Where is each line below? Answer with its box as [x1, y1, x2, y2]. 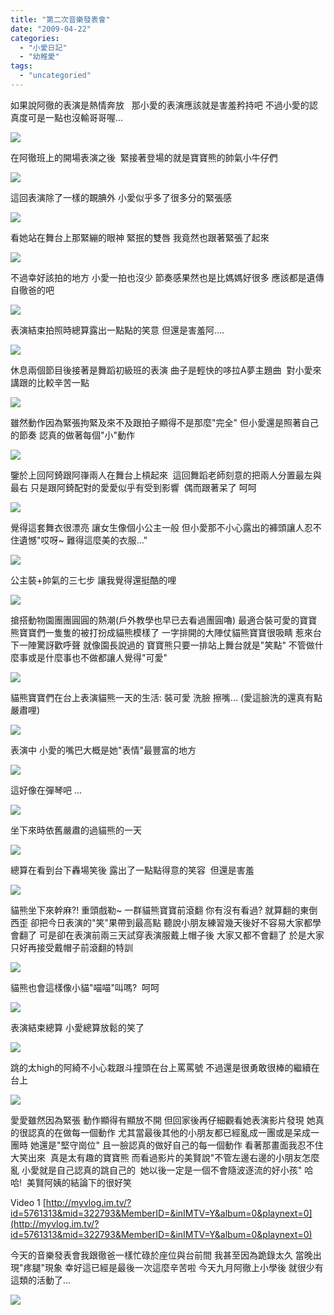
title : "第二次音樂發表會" [10, 14, 111, 25]
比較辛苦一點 [36, 376, 90, 388]
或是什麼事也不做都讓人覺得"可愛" [27, 651, 168, 663]
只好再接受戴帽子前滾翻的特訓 [10, 941, 133, 953]
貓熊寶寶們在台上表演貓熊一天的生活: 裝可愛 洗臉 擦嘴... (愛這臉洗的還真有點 [10, 691, 323, 703]
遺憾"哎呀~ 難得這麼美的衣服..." [18, 534, 148, 546]
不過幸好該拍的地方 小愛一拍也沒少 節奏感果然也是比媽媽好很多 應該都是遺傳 [10, 271, 325, 283]
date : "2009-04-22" [10, 24, 92, 34]
